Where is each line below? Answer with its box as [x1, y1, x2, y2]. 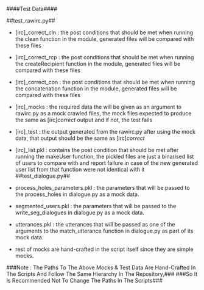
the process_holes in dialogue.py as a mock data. [15, 190, 139, 198]
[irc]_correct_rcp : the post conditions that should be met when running [15, 54, 194, 60]
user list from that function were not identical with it [15, 166, 145, 173]
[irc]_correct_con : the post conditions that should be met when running [15, 79, 195, 85]
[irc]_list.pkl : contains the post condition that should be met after [15, 147, 179, 153]
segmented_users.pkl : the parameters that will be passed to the [15, 203, 177, 209]
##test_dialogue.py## [15, 172, 71, 179]
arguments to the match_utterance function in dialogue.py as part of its [15, 227, 194, 234]
